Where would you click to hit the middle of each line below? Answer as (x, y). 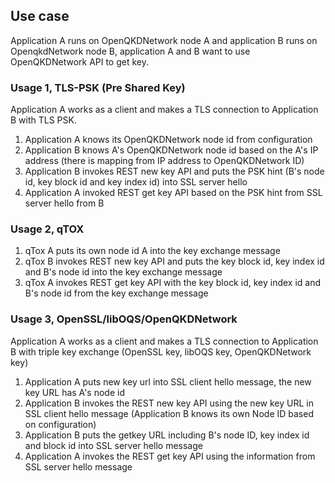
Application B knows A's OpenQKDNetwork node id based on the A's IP (171, 150)
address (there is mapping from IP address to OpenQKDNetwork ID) (164, 161)
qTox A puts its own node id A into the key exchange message (152, 251)
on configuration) (60, 424)
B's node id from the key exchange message (116, 293)
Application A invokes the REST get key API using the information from (170, 456)
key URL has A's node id (74, 392)
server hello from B (64, 203)
